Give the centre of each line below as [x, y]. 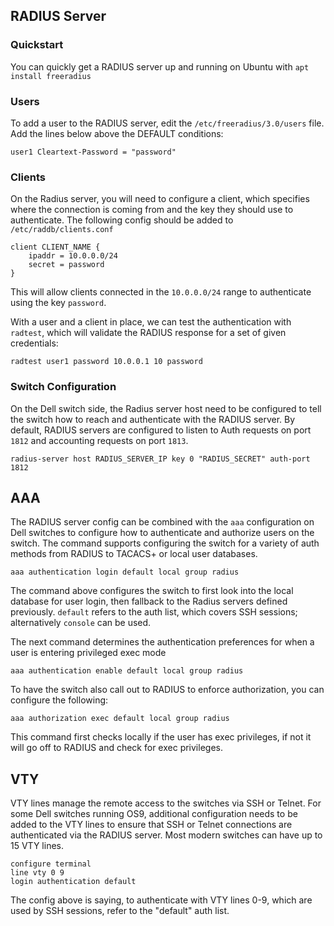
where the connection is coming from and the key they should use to [152, 210]
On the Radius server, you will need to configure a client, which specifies [160, 199]
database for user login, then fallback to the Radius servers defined [149, 601]
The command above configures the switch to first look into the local [152, 591]
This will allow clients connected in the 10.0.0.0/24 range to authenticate [161, 292]
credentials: [34, 343]
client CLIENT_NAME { [55, 247]
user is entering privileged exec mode [88, 653]
